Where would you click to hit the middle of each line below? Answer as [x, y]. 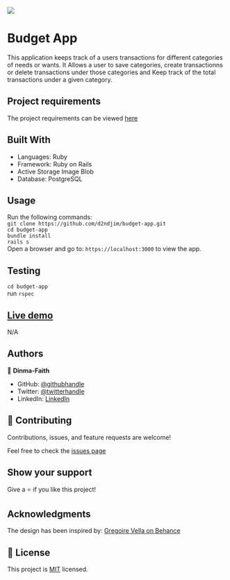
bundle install [29, 236]
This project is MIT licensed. [48, 570]
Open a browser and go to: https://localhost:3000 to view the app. [104, 249]
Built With [29, 140]
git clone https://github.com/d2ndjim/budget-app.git [87, 224]
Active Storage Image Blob [55, 171]
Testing [24, 271]
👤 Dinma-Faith [28, 370]
